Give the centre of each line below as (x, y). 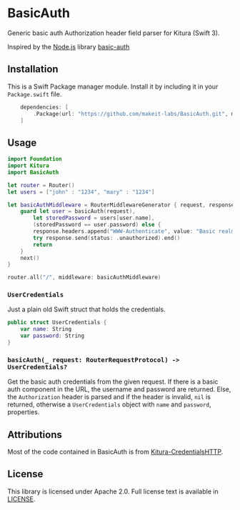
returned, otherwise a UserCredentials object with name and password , (110, 404)
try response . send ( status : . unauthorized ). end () (107, 238)
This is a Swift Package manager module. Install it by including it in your (113, 86)
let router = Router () (41, 185)
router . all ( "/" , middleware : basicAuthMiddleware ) (84, 277)
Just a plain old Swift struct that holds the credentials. (86, 309)
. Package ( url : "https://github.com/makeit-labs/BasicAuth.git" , (131, 114)
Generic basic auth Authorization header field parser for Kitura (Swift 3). (114, 33)
